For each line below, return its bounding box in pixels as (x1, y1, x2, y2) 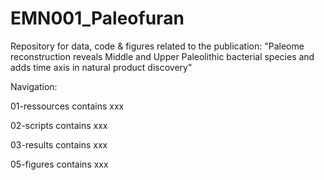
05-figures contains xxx (10, 158, 109, 170)
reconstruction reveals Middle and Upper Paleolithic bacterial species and (10, 50, 315, 62)
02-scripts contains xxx (10, 119, 108, 131)
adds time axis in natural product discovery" (10, 61, 193, 73)
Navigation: (10, 80, 58, 92)
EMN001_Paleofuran (10, 7, 185, 30)
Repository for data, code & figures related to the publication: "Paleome (10, 40, 305, 52)
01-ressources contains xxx (10, 100, 125, 112)
